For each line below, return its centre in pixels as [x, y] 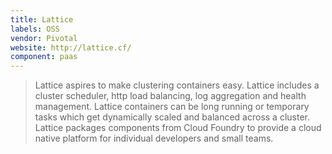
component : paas [44, 57]
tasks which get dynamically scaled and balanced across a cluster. [172, 117]
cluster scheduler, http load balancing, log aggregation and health [170, 96]
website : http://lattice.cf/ [71, 47]
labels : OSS [35, 29]
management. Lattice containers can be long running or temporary [172, 107]
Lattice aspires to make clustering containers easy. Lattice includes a [177, 85]
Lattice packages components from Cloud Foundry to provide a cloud [178, 128]
